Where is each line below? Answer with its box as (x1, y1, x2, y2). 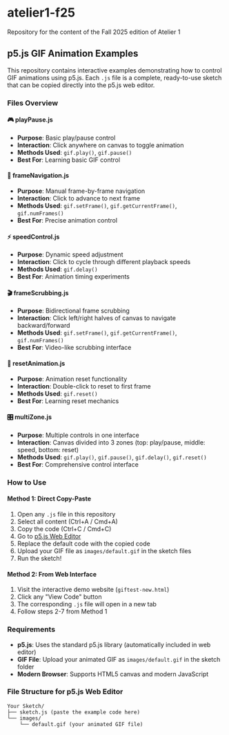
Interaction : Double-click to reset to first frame (17, 382, 151, 390)
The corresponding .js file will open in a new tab (17, 600, 157, 608)
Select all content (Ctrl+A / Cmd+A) (17, 517, 119, 526)
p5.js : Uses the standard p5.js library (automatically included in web (17, 640, 211, 649)
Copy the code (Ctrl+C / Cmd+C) (17, 525, 112, 533)
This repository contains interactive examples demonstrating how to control (7, 66, 222, 74)
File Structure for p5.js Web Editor (7, 687, 123, 696)
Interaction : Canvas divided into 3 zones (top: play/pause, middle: (17, 438, 206, 447)
